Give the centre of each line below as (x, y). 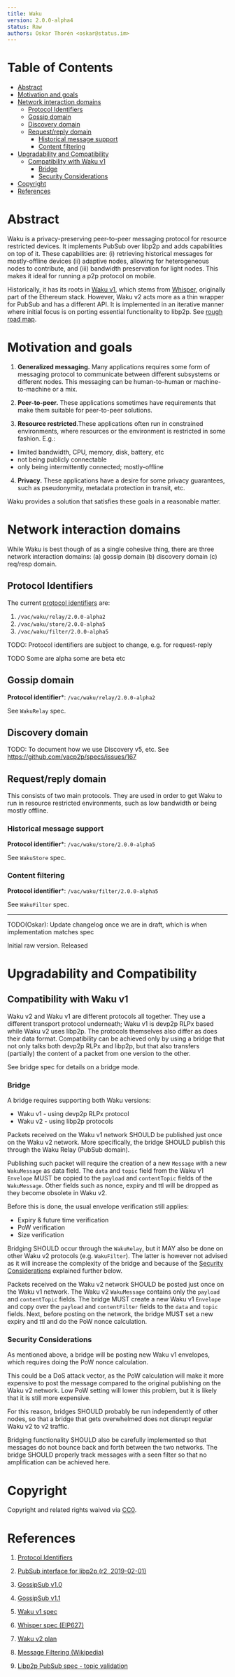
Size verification (41, 1235)
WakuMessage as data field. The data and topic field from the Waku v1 (106, 1171)
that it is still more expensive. (49, 1398)
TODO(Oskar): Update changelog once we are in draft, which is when (107, 925)
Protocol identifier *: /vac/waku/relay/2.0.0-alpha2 (81, 697)
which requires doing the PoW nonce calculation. (78, 1362)
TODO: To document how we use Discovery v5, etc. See (88, 750)
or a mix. (65, 390)
